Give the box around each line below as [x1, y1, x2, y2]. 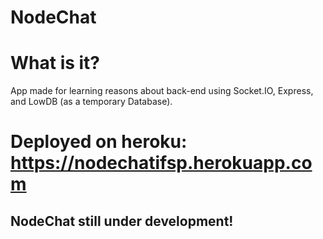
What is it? [10, 52, 101, 75]
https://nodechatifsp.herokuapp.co [10, 152, 313, 175]
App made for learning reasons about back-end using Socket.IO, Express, [10, 85, 314, 97]
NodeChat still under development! [10, 212, 234, 230]
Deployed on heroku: [10, 131, 188, 153]
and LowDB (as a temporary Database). [10, 96, 173, 108]
